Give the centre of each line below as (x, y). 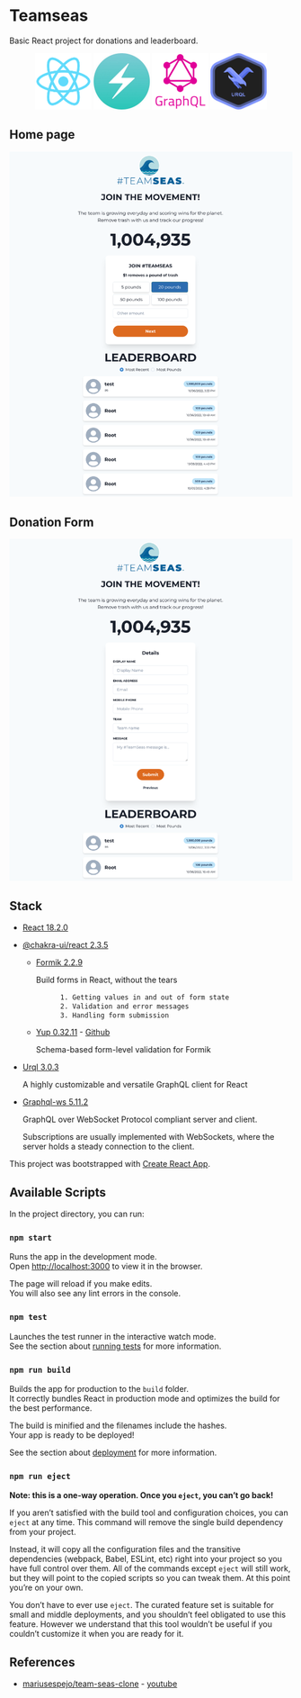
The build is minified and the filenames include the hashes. (118, 1426)
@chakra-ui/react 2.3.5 (65, 945)
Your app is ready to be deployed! (72, 1435)
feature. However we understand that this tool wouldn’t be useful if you (141, 1624)
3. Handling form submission (114, 1016)
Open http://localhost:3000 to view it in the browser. (106, 1267)
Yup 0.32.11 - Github (73, 1033)
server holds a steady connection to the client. (108, 1147)
